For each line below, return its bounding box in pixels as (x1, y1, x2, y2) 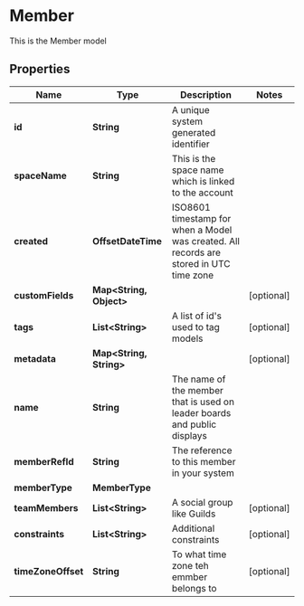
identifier (171, 137, 210, 150)
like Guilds (171, 507, 216, 520)
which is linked (171, 175, 235, 187)
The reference (171, 444, 233, 457)
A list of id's (171, 309, 222, 322)
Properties (9, 62, 71, 77)
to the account (171, 186, 233, 199)
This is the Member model (9, 35, 107, 46)
